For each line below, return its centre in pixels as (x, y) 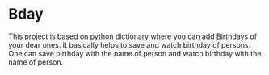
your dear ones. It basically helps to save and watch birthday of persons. (130, 44)
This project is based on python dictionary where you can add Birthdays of (132, 36)
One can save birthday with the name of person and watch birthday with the (135, 53)
